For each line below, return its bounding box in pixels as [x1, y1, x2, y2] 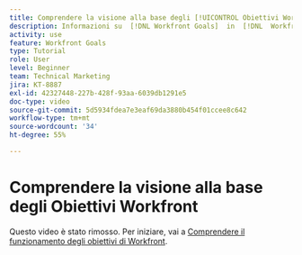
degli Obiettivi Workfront [9, 196, 199, 217]
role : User [9, 55, 50, 64]
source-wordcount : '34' [9, 123, 99, 132]
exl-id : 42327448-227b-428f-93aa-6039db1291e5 [9, 88, 187, 97]
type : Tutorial [9, 47, 67, 56]
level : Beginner [9, 64, 70, 73]
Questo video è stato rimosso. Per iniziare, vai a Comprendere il [9, 226, 245, 237]
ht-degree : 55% [9, 131, 67, 140]
